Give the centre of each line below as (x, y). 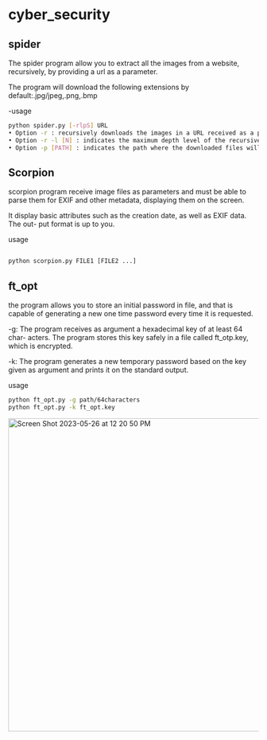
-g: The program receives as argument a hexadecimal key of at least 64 (126, 329)
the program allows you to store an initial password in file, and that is (120, 305)
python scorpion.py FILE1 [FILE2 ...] (72, 261)
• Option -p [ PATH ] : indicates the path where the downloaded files (126, 148)
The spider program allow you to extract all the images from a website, (124, 63)
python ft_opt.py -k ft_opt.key (62, 407)
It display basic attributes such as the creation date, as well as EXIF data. (128, 216)
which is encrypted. (41, 346)
